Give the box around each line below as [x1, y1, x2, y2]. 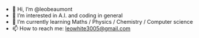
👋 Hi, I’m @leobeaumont [12, 6, 73, 12]
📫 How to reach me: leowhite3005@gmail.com [12, 25, 131, 32]
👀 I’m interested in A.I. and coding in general [12, 12, 123, 19]
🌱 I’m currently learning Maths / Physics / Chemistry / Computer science [12, 18, 193, 25]
